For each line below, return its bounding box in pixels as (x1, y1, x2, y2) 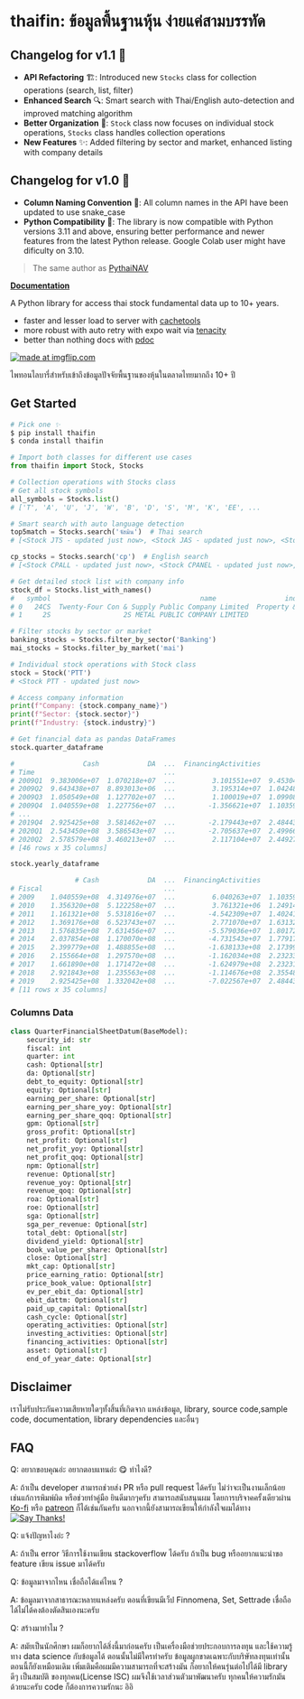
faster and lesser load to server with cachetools (23, 314, 201, 326)
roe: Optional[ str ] (26, 1203, 100, 1212)
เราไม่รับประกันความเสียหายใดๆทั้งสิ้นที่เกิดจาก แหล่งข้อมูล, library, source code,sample (10, 1403, 288, 1414)
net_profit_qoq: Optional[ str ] (26, 1153, 144, 1162)
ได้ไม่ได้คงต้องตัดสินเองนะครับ (10, 1605, 100, 1616)
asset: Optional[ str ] (26, 1346, 107, 1356)
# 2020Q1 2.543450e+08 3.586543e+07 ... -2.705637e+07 (10, 826, 261, 835)
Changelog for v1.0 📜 (10, 173, 130, 189)
